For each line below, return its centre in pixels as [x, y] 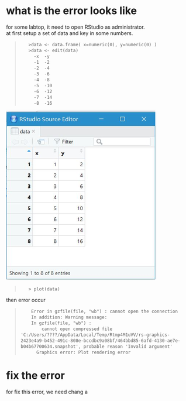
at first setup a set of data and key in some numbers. [70, 33]
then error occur [26, 300]
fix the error [36, 376]
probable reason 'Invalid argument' [128, 347]
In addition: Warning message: [69, 317]
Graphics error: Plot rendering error [83, 352]
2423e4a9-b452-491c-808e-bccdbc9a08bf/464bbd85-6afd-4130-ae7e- [100, 341]
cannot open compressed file [77, 329]
